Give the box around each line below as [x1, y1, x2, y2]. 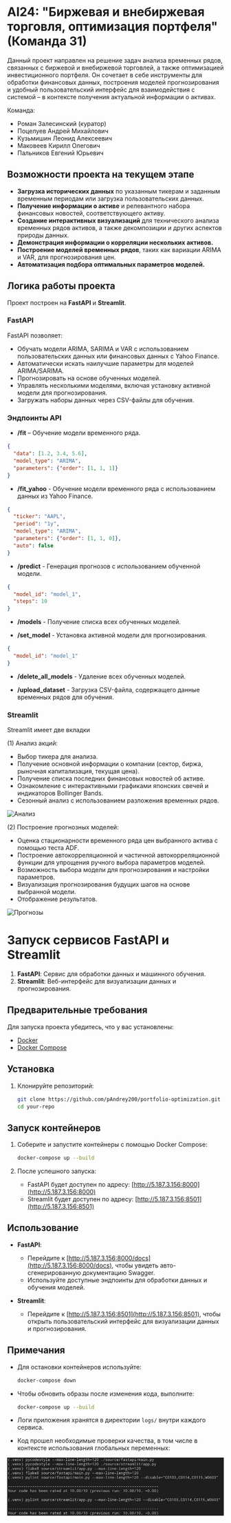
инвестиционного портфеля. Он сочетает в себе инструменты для [7, 70, 203, 79]
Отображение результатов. [16, 895, 98, 903]
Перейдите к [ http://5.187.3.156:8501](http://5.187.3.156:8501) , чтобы [27, 1309, 221, 1318]
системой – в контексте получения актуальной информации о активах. [7, 92, 217, 101]
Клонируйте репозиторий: [16, 1081, 94, 1090]
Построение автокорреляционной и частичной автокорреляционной [16, 851, 220, 860]
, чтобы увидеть [111, 1261, 159, 1270]
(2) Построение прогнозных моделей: [7, 823, 119, 831]
